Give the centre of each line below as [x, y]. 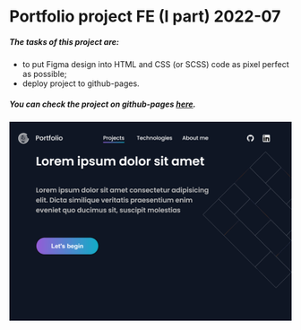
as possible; [44, 74]
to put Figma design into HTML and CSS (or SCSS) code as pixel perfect [155, 65]
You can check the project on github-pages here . [103, 104]
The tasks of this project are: [64, 41]
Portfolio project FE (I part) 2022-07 [145, 17]
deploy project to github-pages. [81, 83]
